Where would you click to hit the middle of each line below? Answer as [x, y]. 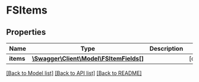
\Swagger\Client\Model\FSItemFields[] [88, 58]
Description [166, 49]
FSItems [27, 10]
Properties [26, 32]
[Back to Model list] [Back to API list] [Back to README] [74, 73]
